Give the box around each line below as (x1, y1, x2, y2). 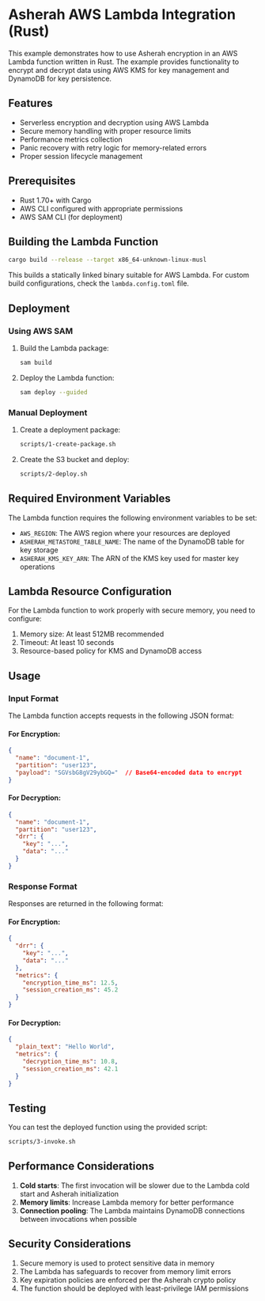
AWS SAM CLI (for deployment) (19, 212, 123, 222)
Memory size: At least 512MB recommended (19, 629, 165, 639)
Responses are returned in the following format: (8, 899, 164, 908)
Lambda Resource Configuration (8, 584, 172, 598)
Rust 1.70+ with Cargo (19, 195, 93, 205)
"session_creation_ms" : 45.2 (22, 986, 119, 994)
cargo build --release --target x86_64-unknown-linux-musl (8, 256, 207, 264)
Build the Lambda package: (19, 343, 109, 353)
